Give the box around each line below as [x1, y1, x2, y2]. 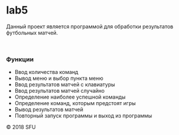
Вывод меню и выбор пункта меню [14, 75, 104, 82]
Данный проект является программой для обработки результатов [6, 23, 174, 30]
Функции [6, 55, 34, 63]
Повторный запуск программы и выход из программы [14, 112, 153, 119]
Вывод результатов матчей [14, 106, 84, 113]
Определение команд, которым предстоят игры [14, 100, 136, 107]
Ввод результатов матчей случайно [14, 87, 105, 95]
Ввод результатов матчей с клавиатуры [14, 81, 115, 88]
